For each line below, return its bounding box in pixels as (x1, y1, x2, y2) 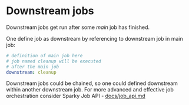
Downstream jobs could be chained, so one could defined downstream (6, 80, 178, 87)
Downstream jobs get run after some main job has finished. (6, 24, 150, 31)
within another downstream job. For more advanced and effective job (6, 86, 174, 93)
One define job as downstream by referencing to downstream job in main (6, 35, 184, 42)
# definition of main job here (6, 52, 83, 58)
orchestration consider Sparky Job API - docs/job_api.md (6, 93, 145, 100)
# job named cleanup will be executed (6, 58, 101, 64)
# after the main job (6, 64, 59, 70)
